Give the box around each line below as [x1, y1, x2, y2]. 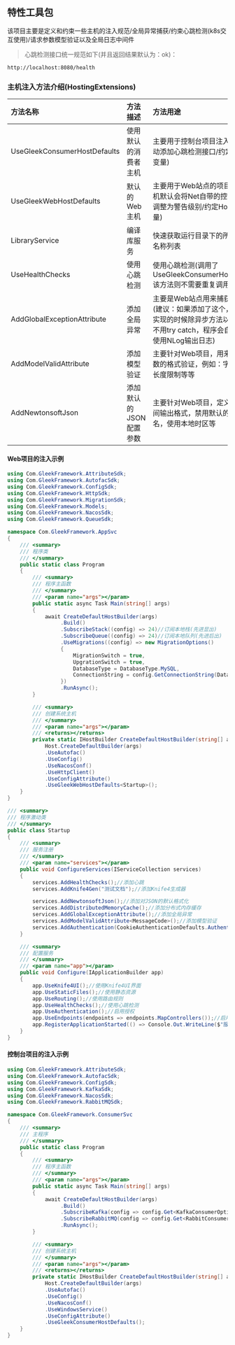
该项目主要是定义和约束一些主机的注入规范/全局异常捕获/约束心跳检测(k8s [7, 27, 220, 35]
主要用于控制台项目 [152, 136, 216, 145]
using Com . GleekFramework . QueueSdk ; [7, 516, 114, 523]
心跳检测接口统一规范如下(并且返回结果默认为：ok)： [24, 50, 178, 58]
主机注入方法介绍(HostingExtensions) [7, 82, 136, 92]
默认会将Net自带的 [159, 191, 221, 201]
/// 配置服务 [20, 950, 54, 957]
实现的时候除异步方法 [152, 314, 223, 324]
